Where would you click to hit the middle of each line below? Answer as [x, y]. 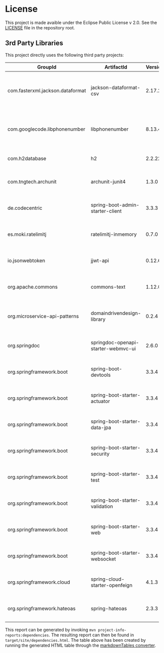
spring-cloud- [108, 579]
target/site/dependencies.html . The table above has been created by [75, 640]
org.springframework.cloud [39, 582]
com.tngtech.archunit [32, 181]
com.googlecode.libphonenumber [46, 129]
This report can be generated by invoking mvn [51, 630]
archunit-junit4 [108, 181]
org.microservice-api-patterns [43, 316]
